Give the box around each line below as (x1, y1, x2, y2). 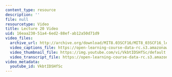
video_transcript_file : (10, 54, 60, 60)
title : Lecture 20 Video (5, 26, 58, 31)
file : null (5, 17, 29, 22)
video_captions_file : (10, 45, 56, 50)
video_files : (5, 36, 33, 41)
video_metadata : (5, 59, 40, 64)
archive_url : (10, 41, 38, 46)
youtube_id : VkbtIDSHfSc (10, 64, 63, 69)
